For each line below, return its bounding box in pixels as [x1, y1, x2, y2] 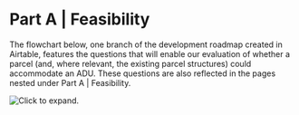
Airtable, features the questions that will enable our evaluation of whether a [9, 48, 291, 59]
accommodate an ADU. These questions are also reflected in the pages [9, 68, 276, 79]
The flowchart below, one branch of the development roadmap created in [9, 39, 283, 50]
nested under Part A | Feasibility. [9, 77, 131, 88]
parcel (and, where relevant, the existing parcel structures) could [9, 58, 252, 69]
